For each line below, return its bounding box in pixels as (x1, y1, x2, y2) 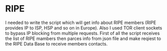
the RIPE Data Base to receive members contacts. (5, 40, 108, 46)
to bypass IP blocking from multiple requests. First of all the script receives (5, 30, 160, 36)
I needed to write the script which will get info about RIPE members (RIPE (5, 19, 156, 25)
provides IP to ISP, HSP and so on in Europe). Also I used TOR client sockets (5, 24, 162, 30)
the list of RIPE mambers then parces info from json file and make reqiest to (5, 35, 161, 41)
